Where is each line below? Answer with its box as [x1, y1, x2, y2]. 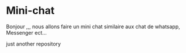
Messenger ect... [6, 29, 47, 36]
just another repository [6, 40, 61, 47]
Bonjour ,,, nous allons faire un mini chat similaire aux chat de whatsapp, [6, 23, 180, 30]
